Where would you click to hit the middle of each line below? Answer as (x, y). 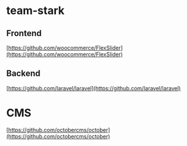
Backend (23, 74)
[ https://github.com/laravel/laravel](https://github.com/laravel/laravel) (94, 88)
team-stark (36, 11)
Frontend (24, 33)
